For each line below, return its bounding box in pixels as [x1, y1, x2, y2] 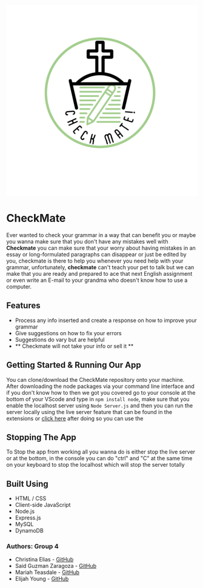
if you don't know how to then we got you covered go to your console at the [6, 389, 196, 396]
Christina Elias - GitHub [15, 556, 74, 563]
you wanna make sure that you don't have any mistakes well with [6, 238, 168, 245]
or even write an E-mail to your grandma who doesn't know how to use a [6, 276, 188, 284]
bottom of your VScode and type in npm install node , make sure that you [6, 395, 190, 403]
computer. [6, 282, 32, 290]
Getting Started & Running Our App [6, 360, 141, 370]
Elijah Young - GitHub [15, 575, 69, 583]
